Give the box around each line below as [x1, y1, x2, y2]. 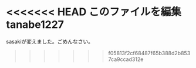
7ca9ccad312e [108, 56, 144, 63]
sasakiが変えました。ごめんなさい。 [6, 38, 94, 45]
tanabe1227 [6, 18, 65, 31]
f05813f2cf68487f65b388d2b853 [108, 49, 191, 56]
